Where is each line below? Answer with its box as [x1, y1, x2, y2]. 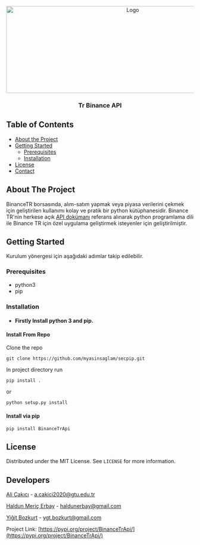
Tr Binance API [78, 101, 122, 109]
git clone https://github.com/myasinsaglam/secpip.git [6, 356, 145, 362]
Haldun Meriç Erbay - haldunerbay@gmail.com [6, 503, 121, 510]
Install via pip [6, 412, 40, 420]
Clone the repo [6, 344, 43, 351]
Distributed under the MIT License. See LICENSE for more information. [6, 458, 176, 465]
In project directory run [6, 366, 63, 373]
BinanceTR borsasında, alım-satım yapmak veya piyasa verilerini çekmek [6, 200, 185, 207]
